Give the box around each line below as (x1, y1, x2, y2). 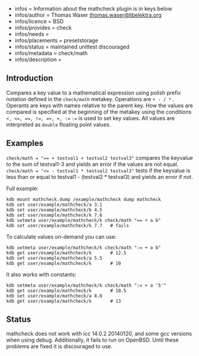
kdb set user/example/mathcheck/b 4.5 (6, 206, 102, 213)
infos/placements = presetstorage (14, 37, 98, 44)
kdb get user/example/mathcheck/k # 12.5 (6, 249, 127, 256)
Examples (6, 138, 43, 148)
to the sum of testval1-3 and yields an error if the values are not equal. (6, 160, 179, 168)
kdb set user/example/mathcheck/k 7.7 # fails (6, 223, 129, 229)
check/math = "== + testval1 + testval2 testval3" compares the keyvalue (6, 154, 193, 161)
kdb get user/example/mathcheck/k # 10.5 (6, 287, 127, 294)
